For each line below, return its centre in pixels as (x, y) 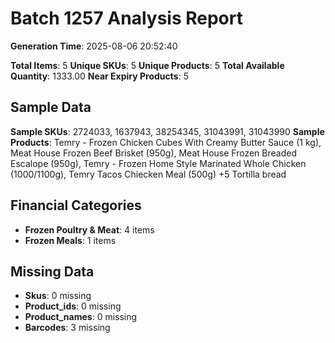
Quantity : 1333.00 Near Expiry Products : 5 (99, 76)
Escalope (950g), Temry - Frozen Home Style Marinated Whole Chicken (158, 163)
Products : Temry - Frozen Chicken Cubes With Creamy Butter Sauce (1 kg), (166, 142)
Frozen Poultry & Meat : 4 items (89, 229)
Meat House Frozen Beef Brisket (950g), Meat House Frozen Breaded (153, 153)
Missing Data (52, 271)
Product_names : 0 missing (81, 317)
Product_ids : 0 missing (73, 306)
